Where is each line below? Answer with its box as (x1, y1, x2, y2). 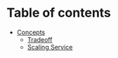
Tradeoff (27, 35, 53, 43)
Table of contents (6, 5, 112, 21)
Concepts (16, 28, 46, 36)
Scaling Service (27, 43, 73, 51)
